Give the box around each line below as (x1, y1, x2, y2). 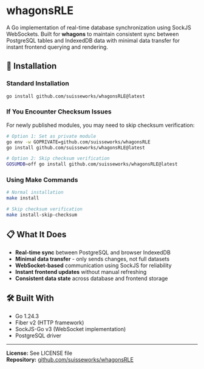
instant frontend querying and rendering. (6, 43, 108, 51)
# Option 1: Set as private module (6, 133, 97, 139)
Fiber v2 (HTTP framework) (15, 318, 84, 326)
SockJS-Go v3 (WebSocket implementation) (15, 325, 126, 332)
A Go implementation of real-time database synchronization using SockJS (6, 24, 191, 31)
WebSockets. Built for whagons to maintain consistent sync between (6, 30, 179, 37)
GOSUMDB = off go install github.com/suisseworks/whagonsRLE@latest (6, 161, 178, 168)
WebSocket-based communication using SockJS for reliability (15, 262, 172, 269)
